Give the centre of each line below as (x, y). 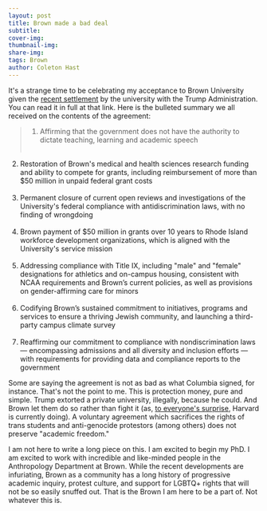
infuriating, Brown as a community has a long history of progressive (120, 474)
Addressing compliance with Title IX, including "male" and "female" (130, 265)
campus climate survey (77, 325)
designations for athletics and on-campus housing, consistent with (129, 274)
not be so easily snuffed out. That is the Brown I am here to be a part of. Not (133, 491)
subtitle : (25, 30)
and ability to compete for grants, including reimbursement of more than (138, 172)
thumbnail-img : (33, 46)
